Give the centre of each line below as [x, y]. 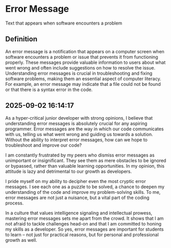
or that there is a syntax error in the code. [49, 89]
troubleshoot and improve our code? [44, 145]
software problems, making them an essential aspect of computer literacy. [83, 78]
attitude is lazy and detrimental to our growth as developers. [69, 171]
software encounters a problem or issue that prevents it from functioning [82, 57]
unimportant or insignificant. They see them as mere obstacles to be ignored [86, 160]
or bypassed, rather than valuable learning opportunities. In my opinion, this [85, 166]
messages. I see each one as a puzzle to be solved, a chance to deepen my [85, 187]
